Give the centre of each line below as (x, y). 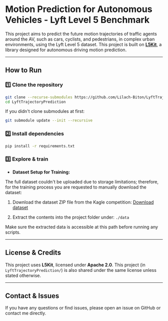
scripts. (13, 232)
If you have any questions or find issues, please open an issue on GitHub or (83, 308)
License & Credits (33, 253)
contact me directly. (26, 313)
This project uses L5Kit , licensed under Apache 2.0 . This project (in (75, 265)
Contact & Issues (32, 296)
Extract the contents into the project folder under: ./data (71, 217)
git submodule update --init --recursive (49, 121)
